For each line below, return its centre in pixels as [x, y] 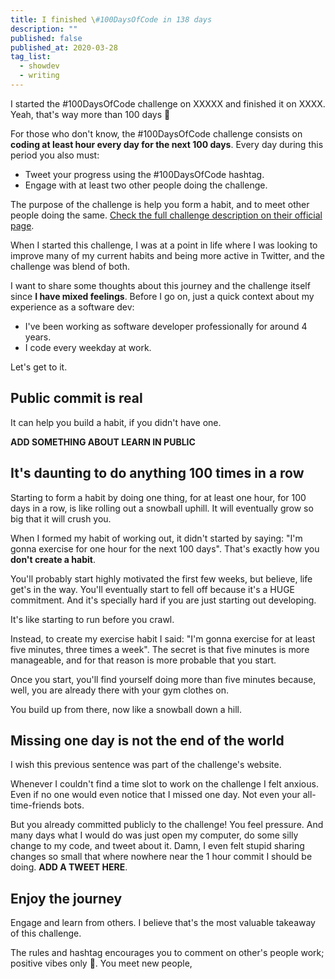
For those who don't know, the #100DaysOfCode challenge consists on [156, 133]
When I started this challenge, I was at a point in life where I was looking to [164, 245]
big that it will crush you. [61, 518]
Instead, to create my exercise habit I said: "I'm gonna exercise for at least [163, 638]
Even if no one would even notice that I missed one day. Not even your [155, 795]
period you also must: [55, 155]
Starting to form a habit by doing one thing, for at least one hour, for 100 [158, 497]
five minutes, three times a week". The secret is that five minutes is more [160, 649]
